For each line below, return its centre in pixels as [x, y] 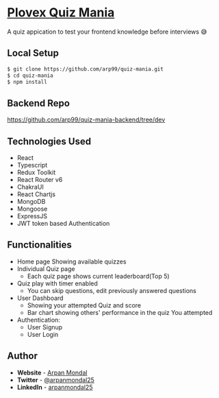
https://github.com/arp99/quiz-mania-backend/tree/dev [86, 120]
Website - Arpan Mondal [52, 373]
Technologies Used [49, 141]
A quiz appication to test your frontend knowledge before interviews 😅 [107, 32]
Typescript [32, 165]
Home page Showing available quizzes [72, 261]
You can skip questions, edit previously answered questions [112, 290]
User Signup [45, 327]
